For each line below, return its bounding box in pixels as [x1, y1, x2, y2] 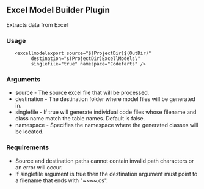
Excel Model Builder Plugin [6, 5, 110, 15]
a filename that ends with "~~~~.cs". [15, 177, 108, 184]
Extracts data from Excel [6, 21, 68, 28]
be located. [15, 128, 44, 135]
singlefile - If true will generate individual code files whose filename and [15, 108, 197, 116]
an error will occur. [15, 163, 63, 171]
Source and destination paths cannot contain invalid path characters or [15, 157, 194, 165]
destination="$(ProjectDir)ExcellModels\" [31, 56, 140, 62]
